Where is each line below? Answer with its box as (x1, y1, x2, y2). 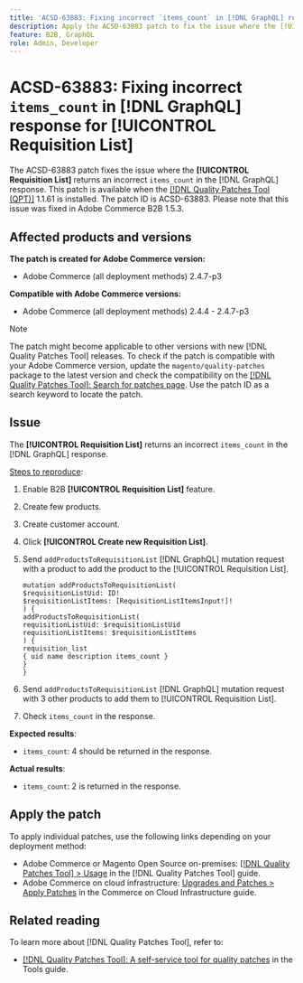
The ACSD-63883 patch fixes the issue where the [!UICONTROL (9, 164, 250, 176)
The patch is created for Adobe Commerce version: (9, 254, 206, 264)
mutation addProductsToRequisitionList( (22, 580, 177, 590)
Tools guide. (22, 964, 69, 975)
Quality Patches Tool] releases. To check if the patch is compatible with (9, 351, 275, 361)
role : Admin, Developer (9, 38, 99, 48)
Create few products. (22, 501, 102, 511)
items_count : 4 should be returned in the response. (22, 745, 212, 756)
